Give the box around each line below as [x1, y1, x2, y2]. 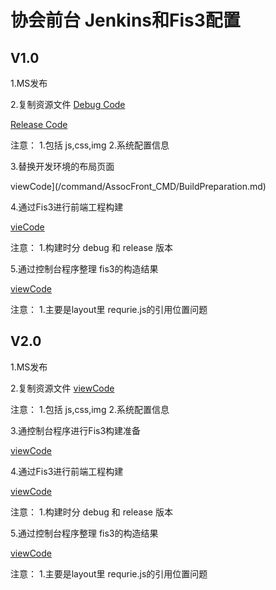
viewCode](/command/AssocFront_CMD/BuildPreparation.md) [10, 181, 267, 192]
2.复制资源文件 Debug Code [10, 99, 126, 110]
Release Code [10, 119, 68, 130]
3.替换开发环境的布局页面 [10, 161, 115, 172]
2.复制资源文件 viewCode [10, 382, 115, 394]
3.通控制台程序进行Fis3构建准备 [10, 424, 142, 436]
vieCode [10, 221, 45, 233]
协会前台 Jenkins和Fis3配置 [10, 9, 241, 32]
